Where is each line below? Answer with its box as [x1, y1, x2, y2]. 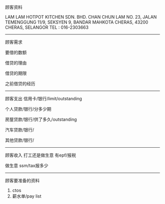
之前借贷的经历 [5, 81, 35, 87]
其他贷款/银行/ [5, 137, 34, 143]
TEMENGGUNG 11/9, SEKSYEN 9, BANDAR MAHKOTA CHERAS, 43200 [5, 19, 148, 25]
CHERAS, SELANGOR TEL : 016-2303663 [5, 24, 89, 30]
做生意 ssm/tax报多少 [5, 163, 49, 168]
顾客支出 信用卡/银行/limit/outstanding [5, 96, 82, 101]
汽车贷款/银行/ [5, 127, 34, 133]
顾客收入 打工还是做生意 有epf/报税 [5, 152, 76, 158]
